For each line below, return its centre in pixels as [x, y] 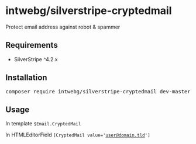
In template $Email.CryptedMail [43, 124]
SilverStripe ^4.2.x [36, 59]
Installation [26, 78]
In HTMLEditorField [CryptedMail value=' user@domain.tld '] [78, 135]
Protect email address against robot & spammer [63, 27]
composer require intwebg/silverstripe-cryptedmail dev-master [98, 91]
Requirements [32, 45]
